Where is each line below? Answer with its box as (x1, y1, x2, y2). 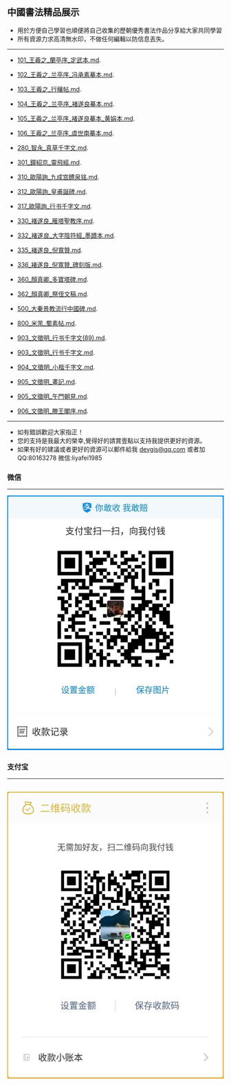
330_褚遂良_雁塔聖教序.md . (16, 216, 95, 225)
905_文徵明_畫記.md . (16, 377, 77, 385)
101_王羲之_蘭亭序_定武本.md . (16, 56, 102, 64)
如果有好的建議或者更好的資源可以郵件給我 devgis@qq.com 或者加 (16, 445, 206, 453)
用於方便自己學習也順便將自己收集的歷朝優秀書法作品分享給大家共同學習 (16, 26, 222, 34)
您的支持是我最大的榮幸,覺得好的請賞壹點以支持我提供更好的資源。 (16, 436, 206, 445)
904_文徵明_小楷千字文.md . (16, 363, 96, 371)
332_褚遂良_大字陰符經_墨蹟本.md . (16, 231, 115, 239)
